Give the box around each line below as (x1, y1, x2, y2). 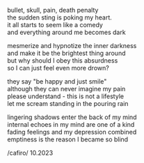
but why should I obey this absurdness (7, 56, 118, 65)
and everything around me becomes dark (7, 28, 127, 36)
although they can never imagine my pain (7, 85, 126, 93)
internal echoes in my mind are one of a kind (7, 121, 135, 128)
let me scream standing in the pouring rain (7, 100, 129, 107)
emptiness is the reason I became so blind (7, 135, 129, 143)
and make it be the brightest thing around (7, 49, 126, 57)
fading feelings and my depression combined (7, 128, 137, 136)
